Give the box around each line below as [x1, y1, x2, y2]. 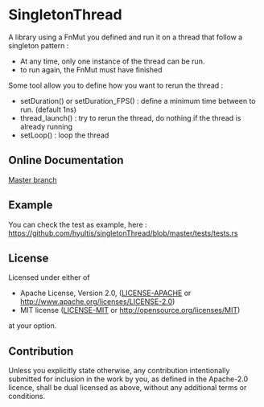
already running [19, 121, 73, 131]
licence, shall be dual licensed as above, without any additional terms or [8, 383, 247, 393]
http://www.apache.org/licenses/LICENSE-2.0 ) [19, 297, 175, 306]
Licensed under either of [8, 273, 90, 282]
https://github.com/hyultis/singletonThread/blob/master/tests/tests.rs [8, 228, 238, 238]
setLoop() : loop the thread [19, 130, 109, 140]
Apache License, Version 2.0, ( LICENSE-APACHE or [19, 288, 192, 298]
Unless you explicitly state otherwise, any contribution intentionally [8, 366, 230, 376]
